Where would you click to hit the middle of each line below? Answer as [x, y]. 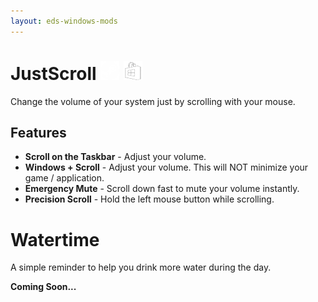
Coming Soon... [43, 287]
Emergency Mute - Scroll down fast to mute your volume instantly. [162, 189]
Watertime [55, 239]
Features [38, 132]
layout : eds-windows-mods [64, 21]
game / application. [64, 178]
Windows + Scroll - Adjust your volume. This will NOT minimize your [166, 167]
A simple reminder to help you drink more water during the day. [141, 267]
